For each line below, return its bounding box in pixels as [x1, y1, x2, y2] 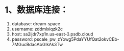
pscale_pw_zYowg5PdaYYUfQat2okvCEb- [34, 36, 120, 42]
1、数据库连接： [4, 4, 69, 16]
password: [11, 36, 33, 42]
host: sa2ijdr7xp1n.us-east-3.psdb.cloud [11, 31, 94, 37]
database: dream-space [11, 20, 61, 27]
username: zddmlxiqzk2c [11, 26, 63, 32]
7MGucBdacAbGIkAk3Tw [11, 41, 63, 47]
